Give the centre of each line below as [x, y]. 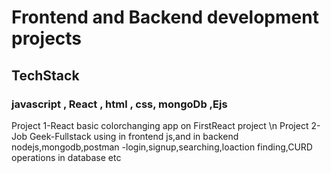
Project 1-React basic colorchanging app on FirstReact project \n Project [160, 125]
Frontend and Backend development [165, 17]
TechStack [45, 75]
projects [47, 38]
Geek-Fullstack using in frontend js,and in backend [134, 136]
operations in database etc [66, 157]
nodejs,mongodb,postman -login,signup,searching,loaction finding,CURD [162, 147]
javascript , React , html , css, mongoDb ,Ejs [119, 104]
